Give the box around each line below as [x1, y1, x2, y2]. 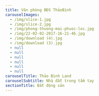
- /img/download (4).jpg [10, 36, 62, 41]
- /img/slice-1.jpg [10, 17, 51, 22]
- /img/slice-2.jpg [10, 21, 51, 27]
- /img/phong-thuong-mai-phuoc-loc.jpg [10, 26, 94, 31]
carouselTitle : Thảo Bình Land [5, 74, 72, 79]
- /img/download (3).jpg [10, 41, 62, 46]
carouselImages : [5, 12, 40, 17]
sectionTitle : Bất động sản [5, 83, 65, 88]
